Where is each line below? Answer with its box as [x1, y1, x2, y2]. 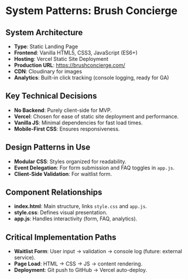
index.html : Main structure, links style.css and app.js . [13, 203, 148, 210]
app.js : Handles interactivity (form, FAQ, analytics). [13, 215, 138, 222]
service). [13, 254, 36, 261]
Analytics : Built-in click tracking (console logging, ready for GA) [13, 74, 169, 81]
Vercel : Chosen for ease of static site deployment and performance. [13, 113, 179, 120]
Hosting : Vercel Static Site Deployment [13, 56, 109, 62]
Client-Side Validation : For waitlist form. [13, 170, 112, 177]
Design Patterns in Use [5, 142, 91, 152]
